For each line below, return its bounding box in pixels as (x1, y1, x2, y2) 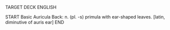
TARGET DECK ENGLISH (5, 4, 57, 10)
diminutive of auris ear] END (5, 19, 64, 25)
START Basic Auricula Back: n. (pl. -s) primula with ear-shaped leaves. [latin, (5, 14, 165, 19)
